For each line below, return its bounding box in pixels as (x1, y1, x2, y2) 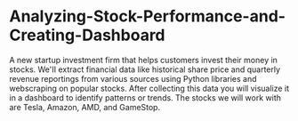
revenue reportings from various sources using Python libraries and (9, 73, 257, 84)
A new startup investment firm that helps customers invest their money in (9, 54, 278, 65)
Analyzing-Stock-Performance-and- (9, 6, 286, 27)
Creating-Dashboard (9, 25, 166, 45)
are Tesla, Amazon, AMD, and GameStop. (9, 101, 161, 112)
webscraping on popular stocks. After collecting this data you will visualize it (9, 83, 290, 93)
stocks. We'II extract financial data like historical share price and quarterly (9, 64, 281, 75)
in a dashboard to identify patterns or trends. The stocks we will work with (9, 92, 282, 103)
